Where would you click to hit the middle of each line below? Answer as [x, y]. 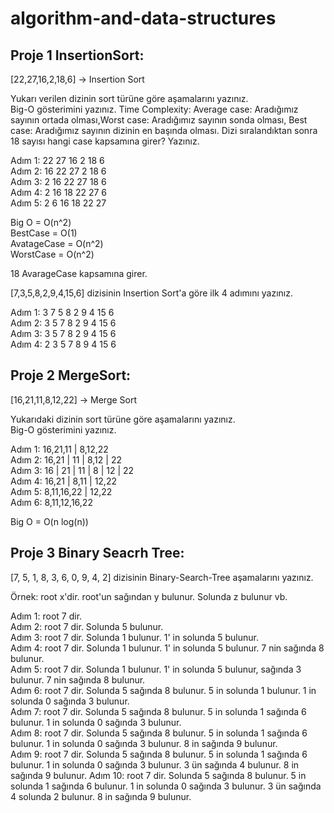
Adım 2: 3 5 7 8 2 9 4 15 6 [63, 323]
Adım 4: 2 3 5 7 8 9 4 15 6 [63, 344]
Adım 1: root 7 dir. [46, 616]
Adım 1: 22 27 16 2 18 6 [57, 160]
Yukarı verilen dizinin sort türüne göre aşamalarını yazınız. [129, 98]
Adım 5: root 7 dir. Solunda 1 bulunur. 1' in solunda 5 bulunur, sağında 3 [156, 669]
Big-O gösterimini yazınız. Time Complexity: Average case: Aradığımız [154, 109]
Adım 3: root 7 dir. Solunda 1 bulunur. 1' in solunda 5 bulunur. [134, 637]
